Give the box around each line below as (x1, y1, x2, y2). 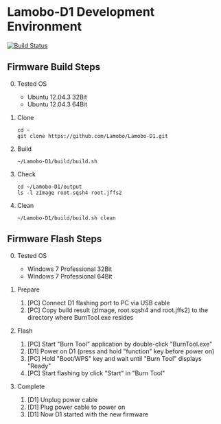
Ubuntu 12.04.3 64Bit (27, 100, 88, 108)
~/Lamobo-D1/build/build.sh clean (16, 214, 116, 222)
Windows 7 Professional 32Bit (27, 265, 113, 273)
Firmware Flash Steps (7, 233, 102, 245)
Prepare (16, 285, 40, 294)
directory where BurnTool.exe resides (27, 313, 134, 321)
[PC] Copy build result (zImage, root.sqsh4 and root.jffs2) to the (27, 306, 208, 314)
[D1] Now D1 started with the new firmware (27, 410, 149, 419)
